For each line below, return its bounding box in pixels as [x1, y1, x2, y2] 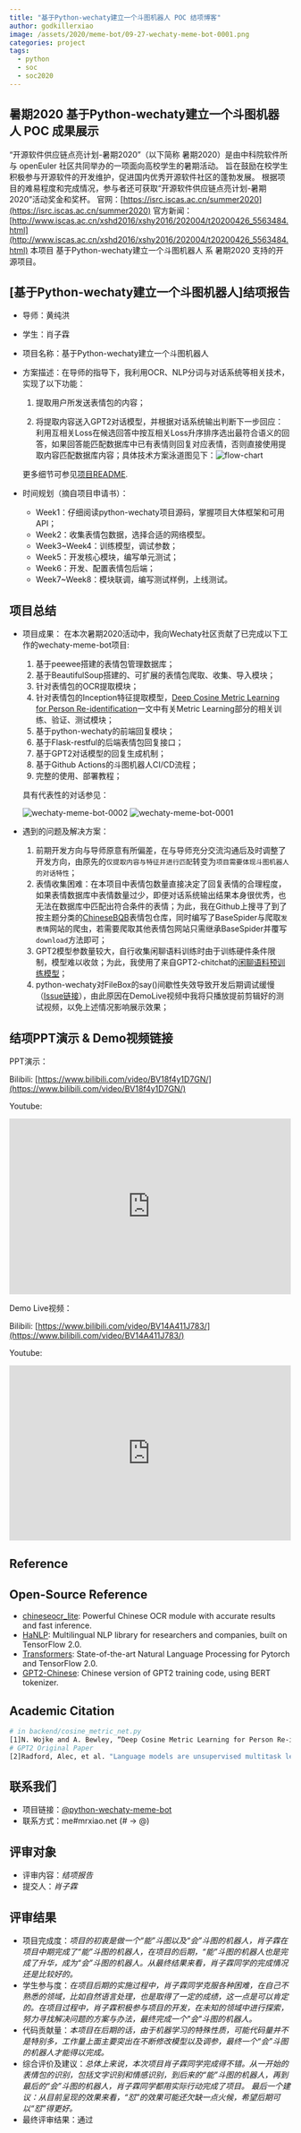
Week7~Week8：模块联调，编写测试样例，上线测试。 [35, 574, 232, 585]
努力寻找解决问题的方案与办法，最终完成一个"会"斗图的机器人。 [21, 2013, 257, 2024]
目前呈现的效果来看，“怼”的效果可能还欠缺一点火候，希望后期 [46, 2092, 273, 2103]
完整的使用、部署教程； [35, 771, 122, 782]
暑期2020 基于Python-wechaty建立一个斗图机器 [9, 107, 280, 122]
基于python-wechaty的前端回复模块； [35, 726, 176, 737]
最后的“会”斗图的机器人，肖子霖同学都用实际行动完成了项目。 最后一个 [21, 2080, 283, 2091]
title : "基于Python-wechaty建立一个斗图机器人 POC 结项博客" [9, 13, 222, 22]
